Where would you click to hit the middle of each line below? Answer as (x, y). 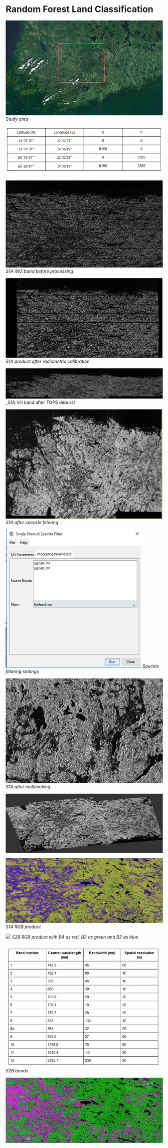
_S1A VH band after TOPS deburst (40, 402)
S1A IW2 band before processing (40, 271)
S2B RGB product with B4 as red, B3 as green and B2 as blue (75, 937)
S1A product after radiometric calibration (48, 361)
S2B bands (17, 1070)
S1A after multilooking (28, 786)
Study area (17, 119)
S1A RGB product (23, 927)
